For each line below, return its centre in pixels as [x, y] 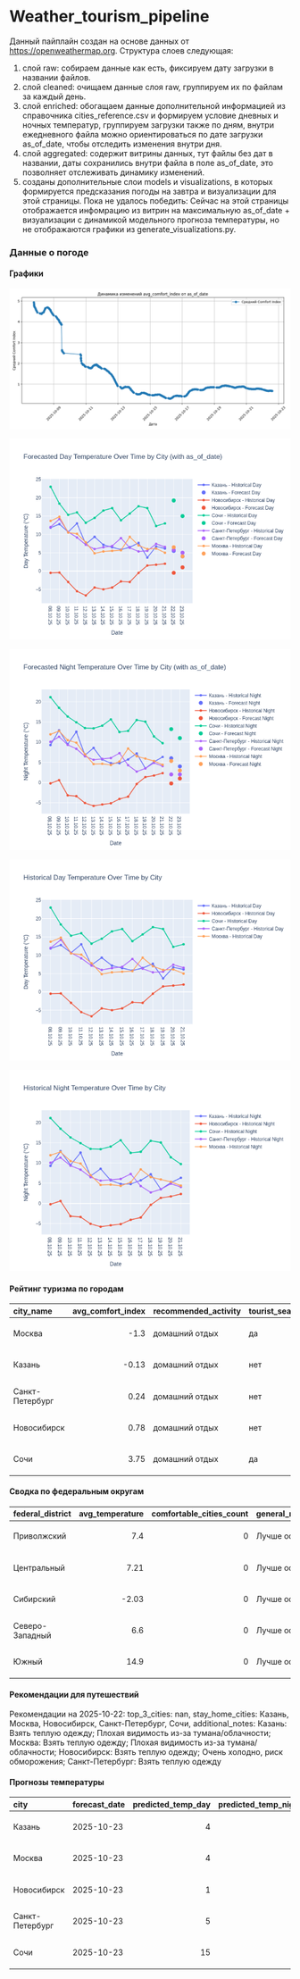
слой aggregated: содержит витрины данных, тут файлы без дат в [148, 153]
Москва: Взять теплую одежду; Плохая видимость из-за [117, 1742]
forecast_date [99, 1804]
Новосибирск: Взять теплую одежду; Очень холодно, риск [171, 1752]
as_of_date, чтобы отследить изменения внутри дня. [122, 144]
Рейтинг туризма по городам [67, 1289]
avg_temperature [112, 1514]
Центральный [39, 1567]
